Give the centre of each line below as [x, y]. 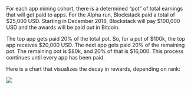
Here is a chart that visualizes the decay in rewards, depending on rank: [93, 69]
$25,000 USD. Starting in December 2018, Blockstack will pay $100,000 [93, 21]
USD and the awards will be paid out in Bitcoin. [63, 27]
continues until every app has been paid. [55, 57]
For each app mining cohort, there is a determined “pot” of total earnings [95, 9]
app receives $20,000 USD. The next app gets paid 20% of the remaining [95, 45]
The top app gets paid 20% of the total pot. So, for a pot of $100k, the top [96, 39]
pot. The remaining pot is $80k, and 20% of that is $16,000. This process [95, 51]
